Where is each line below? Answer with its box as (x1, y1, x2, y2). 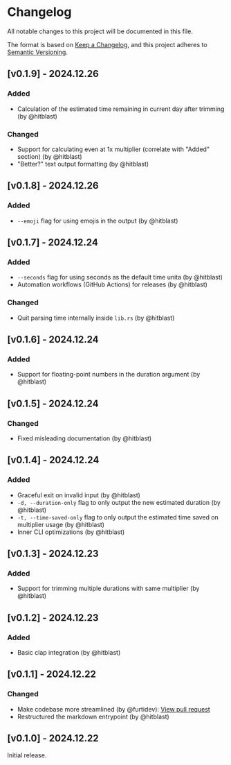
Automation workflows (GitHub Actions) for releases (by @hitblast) (17, 280, 207, 289)
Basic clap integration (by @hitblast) (17, 648, 121, 657)
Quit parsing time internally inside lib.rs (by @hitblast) (17, 313, 175, 322)
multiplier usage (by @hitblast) (17, 520, 105, 528)
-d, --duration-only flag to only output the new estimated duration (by (17, 498, 221, 506)
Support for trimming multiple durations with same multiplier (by (17, 584, 200, 593)
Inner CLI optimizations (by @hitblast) (17, 528, 125, 536)
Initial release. (7, 750, 47, 759)
